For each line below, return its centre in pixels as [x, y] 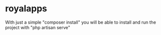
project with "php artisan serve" [38, 27]
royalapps [26, 9]
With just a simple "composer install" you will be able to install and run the [80, 22]
